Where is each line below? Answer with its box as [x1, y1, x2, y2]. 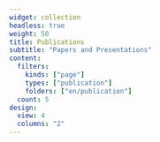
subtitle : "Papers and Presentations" [9, 46, 152, 55]
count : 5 [17, 94, 50, 104]
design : [9, 103, 38, 112]
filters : [17, 63, 50, 71]
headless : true [9, 21, 65, 30]
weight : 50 [9, 29, 50, 38]
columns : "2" [17, 120, 65, 129]
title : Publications [9, 37, 86, 47]
